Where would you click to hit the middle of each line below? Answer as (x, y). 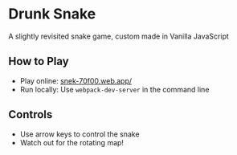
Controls (31, 114)
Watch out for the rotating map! (72, 142)
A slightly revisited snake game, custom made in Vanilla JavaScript (118, 36)
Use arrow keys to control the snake (80, 134)
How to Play (39, 61)
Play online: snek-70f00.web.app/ (76, 80)
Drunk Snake (52, 14)
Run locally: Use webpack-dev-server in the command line (114, 89)
